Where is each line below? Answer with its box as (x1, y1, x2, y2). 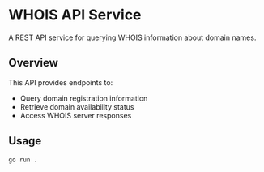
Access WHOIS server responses (19, 110, 132, 120)
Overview (8, 56, 59, 70)
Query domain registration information (19, 93, 148, 103)
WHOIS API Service (8, 6, 142, 24)
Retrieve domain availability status (19, 101, 134, 111)
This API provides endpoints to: (8, 77, 113, 87)
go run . (8, 156, 38, 164)
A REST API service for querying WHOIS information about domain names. (8, 32, 257, 42)
